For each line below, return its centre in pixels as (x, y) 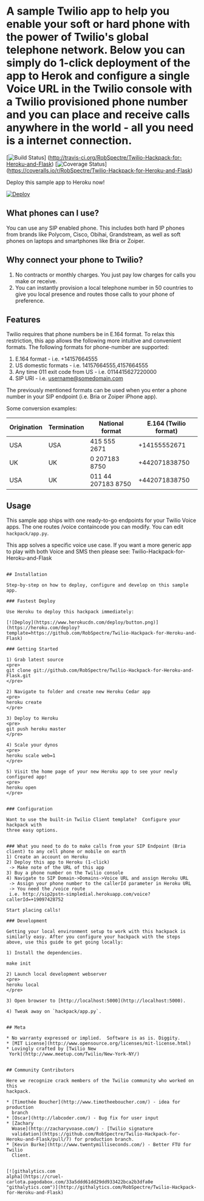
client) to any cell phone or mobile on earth (66, 852)
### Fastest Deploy (31, 601)
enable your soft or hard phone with (98, 24)
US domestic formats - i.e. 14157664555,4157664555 (82, 365)
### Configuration (29, 809)
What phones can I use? (53, 213)
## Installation (27, 575)
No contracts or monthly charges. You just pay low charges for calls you (105, 275)
